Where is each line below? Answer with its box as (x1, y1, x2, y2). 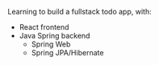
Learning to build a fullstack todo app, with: (7, 7, 152, 16)
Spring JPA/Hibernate (31, 48, 104, 57)
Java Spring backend (19, 31, 90, 40)
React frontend (19, 22, 69, 31)
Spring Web (31, 39, 71, 49)
